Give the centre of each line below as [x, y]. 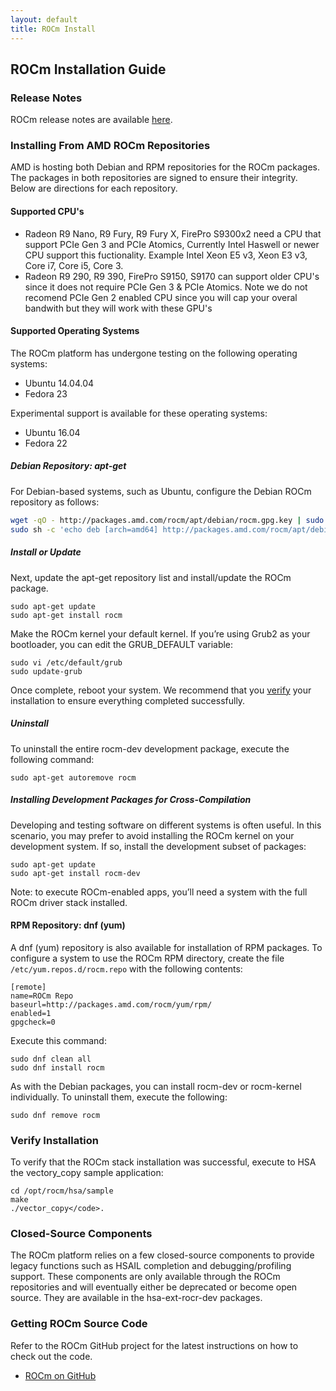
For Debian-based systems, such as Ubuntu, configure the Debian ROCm [161, 491]
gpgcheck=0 [33, 1022]
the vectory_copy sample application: [87, 1173]
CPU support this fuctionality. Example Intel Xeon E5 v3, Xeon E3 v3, [166, 255]
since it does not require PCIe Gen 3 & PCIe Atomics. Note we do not [166, 287]
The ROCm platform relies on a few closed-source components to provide [162, 1255]
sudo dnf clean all [51, 1059]
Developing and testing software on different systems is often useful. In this [166, 825]
